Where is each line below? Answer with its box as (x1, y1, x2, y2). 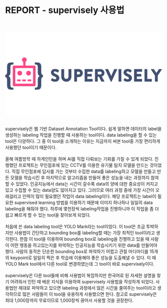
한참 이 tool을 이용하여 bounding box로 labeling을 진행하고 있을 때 (19, 236, 150, 242)
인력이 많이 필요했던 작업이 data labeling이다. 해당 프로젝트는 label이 (22, 193, 157, 199)
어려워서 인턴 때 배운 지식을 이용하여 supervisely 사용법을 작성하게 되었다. (10, 279, 155, 285)
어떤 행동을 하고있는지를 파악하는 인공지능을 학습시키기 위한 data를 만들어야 (10, 242, 158, 248)
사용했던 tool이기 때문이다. (5, 144, 57, 150)
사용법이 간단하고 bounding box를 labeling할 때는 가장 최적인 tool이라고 (14, 230, 155, 236)
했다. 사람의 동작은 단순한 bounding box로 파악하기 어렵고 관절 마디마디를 (5, 248, 149, 254)
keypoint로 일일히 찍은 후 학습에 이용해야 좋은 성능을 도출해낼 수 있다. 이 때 (10, 255, 157, 261)
